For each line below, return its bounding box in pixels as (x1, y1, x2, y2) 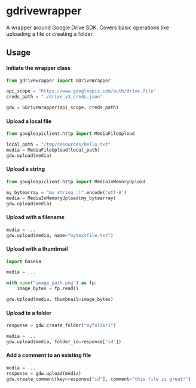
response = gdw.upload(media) (6, 370, 82, 377)
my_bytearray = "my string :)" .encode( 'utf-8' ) (6, 189, 127, 195)
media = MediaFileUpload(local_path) (6, 147, 100, 153)
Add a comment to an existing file (6, 352, 91, 359)
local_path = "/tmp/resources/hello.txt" (6, 141, 111, 147)
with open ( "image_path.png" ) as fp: (6, 280, 97, 286)
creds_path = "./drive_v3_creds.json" (6, 94, 103, 100)
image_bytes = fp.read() (17, 285, 79, 292)
